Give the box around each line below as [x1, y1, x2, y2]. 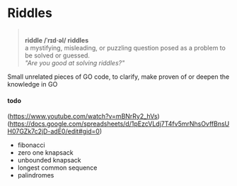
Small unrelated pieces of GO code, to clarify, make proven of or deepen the [7, 72, 230, 81]
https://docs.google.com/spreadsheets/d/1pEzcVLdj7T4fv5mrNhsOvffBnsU [9, 119, 230, 128]
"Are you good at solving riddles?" [24, 58, 125, 67]
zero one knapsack [17, 148, 74, 157]
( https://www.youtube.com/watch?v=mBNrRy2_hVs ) [7, 112, 161, 121]
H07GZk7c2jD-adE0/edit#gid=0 [7, 127, 100, 136]
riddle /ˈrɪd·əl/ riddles [24, 35, 89, 44]
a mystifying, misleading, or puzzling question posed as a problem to [24, 43, 226, 52]
